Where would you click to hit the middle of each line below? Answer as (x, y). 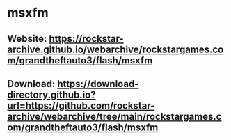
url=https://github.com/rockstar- (81, 106)
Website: (27, 39)
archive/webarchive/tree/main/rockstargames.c (114, 116)
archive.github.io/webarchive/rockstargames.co (115, 49)
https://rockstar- (86, 39)
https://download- (98, 84)
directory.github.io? (51, 94)
